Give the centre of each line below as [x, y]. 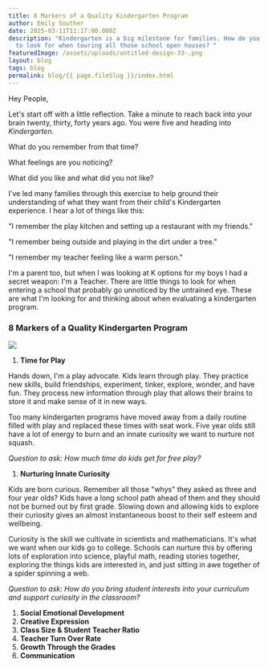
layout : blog [30, 61]
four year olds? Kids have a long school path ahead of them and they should [134, 497]
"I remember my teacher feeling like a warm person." [95, 257]
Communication [47, 655]
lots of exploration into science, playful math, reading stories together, [124, 556]
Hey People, [28, 98]
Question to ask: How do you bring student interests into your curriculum [129, 588]
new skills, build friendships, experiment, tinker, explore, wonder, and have [132, 384]
